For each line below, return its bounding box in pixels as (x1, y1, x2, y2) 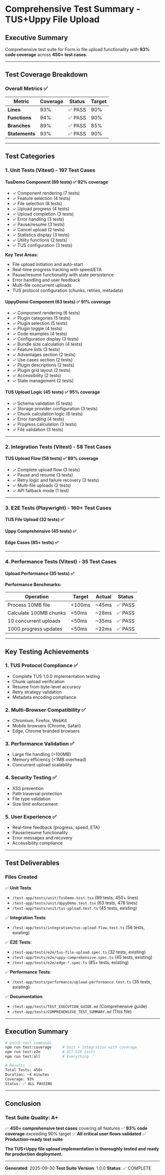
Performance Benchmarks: (5, 582, 62, 587)
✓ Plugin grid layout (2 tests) (12, 367, 71, 373)
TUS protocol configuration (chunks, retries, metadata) (12, 287, 124, 293)
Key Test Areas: (5, 252, 38, 258)
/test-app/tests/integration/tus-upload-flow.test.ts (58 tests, (12, 924, 145, 930)
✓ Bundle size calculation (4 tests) (12, 341, 82, 347)
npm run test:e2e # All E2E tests (5, 1050, 96, 1055)
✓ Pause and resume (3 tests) (12, 472, 74, 477)
